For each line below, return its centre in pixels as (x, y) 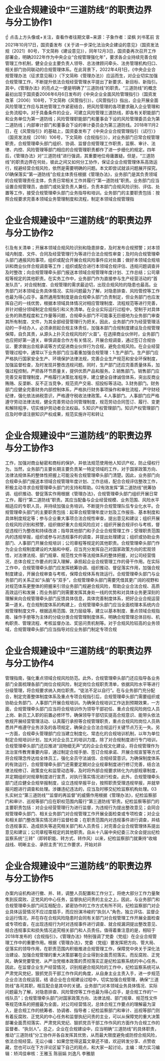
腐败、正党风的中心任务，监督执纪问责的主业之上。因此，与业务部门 (87, 899)
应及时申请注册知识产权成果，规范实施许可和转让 (55, 414)
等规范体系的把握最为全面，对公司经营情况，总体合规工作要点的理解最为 (78, 1004)
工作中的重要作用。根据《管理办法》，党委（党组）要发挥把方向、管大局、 (83, 942)
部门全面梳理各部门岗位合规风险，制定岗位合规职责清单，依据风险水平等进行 (82, 684)
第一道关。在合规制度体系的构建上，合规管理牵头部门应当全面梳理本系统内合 (82, 604)
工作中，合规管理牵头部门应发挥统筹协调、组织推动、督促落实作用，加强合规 (82, 567)
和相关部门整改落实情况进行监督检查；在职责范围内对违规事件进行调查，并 (80, 820)
